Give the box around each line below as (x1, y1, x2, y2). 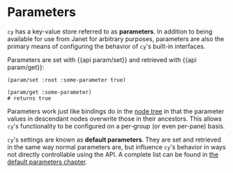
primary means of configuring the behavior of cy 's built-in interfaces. (7, 42, 206, 50)
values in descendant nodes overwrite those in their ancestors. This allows (7, 114, 222, 123)
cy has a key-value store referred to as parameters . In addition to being (7, 27, 213, 36)
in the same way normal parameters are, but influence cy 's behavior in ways (7, 142, 226, 151)
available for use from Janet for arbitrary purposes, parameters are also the (7, 34, 225, 43)
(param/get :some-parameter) (7, 89, 92, 96)
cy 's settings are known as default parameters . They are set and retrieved (7, 135, 222, 144)
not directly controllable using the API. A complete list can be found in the (7, 150, 219, 158)
